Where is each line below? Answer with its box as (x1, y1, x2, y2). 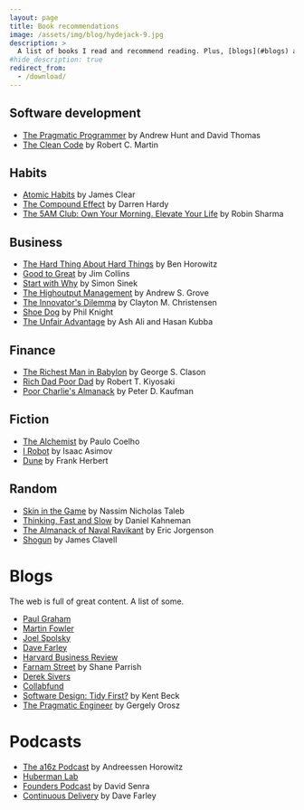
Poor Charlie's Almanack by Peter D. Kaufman (22, 386, 195, 396)
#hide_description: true (9, 55, 103, 64)
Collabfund (22, 680, 64, 692)
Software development (9, 106, 142, 121)
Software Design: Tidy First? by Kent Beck (22, 690, 180, 701)
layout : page (9, 13, 59, 23)
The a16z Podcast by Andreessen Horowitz (22, 761, 184, 772)
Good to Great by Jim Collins (22, 268, 130, 279)
